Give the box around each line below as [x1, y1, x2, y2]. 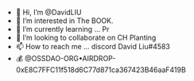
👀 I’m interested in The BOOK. [15, 16, 114, 25]
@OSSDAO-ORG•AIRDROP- [25, 54, 116, 63]
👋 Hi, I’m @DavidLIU [15, 8, 82, 17]
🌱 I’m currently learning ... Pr [15, 25, 110, 33]
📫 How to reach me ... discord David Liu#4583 [15, 42, 171, 51]
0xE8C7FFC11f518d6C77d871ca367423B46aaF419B [15, 65, 187, 75]
